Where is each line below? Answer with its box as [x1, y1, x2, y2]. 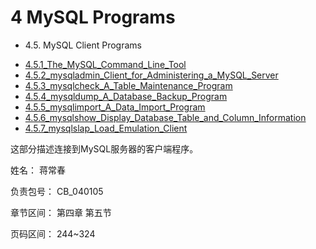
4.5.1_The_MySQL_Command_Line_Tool [24, 58, 187, 70]
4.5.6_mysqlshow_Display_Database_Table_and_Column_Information [24, 111, 307, 123]
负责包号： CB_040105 [10, 185, 104, 197]
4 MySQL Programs [10, 6, 176, 29]
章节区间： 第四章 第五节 [10, 206, 112, 218]
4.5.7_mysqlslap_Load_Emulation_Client [24, 122, 188, 134]
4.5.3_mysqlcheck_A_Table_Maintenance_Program [24, 79, 233, 91]
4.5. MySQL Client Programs [24, 39, 142, 51]
